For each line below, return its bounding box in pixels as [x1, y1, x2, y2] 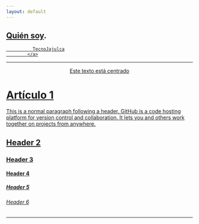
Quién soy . [6, 31, 47, 41]
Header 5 [6, 183, 30, 190]
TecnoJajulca [32, 46, 65, 52]
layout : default [6, 8, 46, 15]
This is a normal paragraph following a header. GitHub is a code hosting [6, 108, 181, 115]
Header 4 [6, 170, 30, 177]
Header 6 [6, 199, 30, 206]
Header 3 [6, 155, 34, 164]
